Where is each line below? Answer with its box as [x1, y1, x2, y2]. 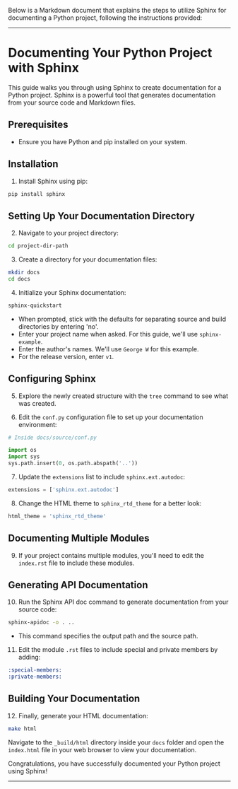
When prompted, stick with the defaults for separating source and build [18, 315, 227, 323]
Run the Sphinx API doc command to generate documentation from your [18, 597, 229, 607]
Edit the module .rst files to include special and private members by [18, 645, 218, 654]
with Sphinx [8, 60, 80, 76]
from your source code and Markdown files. [8, 98, 136, 107]
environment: [18, 420, 57, 428]
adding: [18, 653, 41, 662]
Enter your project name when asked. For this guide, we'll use [18, 329, 198, 338]
